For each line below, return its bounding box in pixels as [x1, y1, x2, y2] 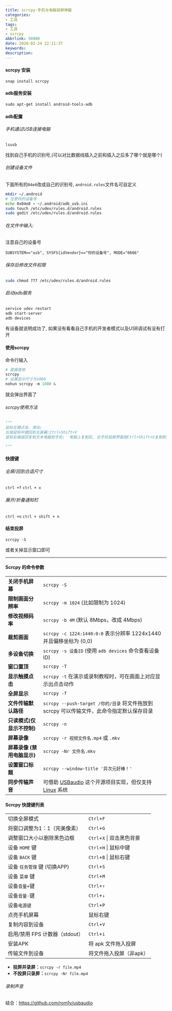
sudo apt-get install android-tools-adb [5, 102, 93, 107]
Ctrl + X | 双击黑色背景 [88, 835, 141, 842]
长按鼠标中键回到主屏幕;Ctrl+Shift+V [5, 430, 77, 435]
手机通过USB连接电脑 [5, 126, 51, 132]
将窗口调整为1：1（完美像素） [8, 825, 81, 832]
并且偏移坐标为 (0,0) [43, 638, 93, 645]
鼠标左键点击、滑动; [5, 425, 42, 430]
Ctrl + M [88, 873, 105, 880]
